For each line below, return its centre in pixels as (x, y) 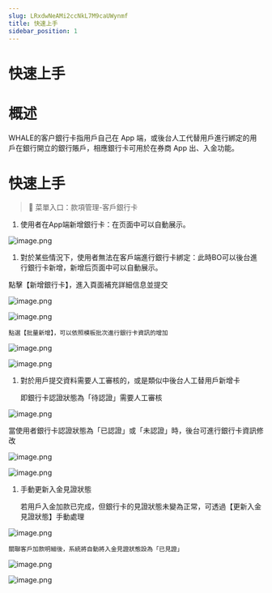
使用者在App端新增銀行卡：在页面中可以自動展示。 (105, 224)
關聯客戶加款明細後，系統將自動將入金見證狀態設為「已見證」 (96, 549)
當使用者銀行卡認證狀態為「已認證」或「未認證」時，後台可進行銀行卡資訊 (132, 431)
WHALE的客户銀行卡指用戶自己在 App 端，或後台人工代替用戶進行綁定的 (129, 138)
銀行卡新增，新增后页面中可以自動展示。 (95, 267)
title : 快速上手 (33, 23)
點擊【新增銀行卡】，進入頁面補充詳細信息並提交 (88, 285)
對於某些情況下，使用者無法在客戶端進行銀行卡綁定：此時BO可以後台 (135, 258)
